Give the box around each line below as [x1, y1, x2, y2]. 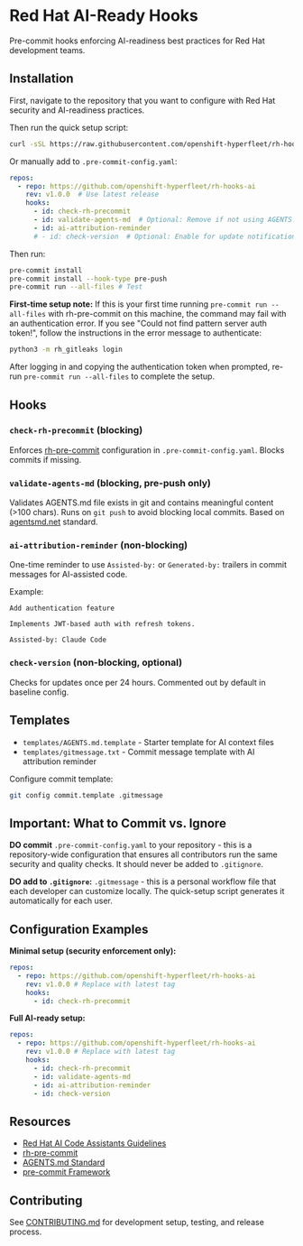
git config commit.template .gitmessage [9, 790, 164, 799]
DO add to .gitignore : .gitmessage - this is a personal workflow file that [9, 876, 277, 887]
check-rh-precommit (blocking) [9, 424, 143, 437]
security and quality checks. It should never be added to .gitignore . [9, 859, 264, 870]
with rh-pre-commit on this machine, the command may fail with [48, 309, 287, 319]
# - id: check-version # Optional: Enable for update [32, 232, 244, 241]
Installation [9, 71, 74, 87]
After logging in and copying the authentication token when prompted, [9, 362, 271, 373]
